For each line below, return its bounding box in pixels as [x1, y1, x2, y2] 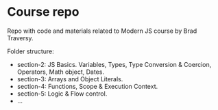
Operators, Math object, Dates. [16, 68, 105, 76]
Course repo [7, 4, 80, 20]
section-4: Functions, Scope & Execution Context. [16, 82, 158, 90]
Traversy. [7, 33, 34, 42]
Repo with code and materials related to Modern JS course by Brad [7, 27, 197, 35]
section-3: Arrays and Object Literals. [16, 74, 123, 83]
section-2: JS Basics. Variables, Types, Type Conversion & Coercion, [16, 60, 212, 68]
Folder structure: [7, 47, 55, 55]
